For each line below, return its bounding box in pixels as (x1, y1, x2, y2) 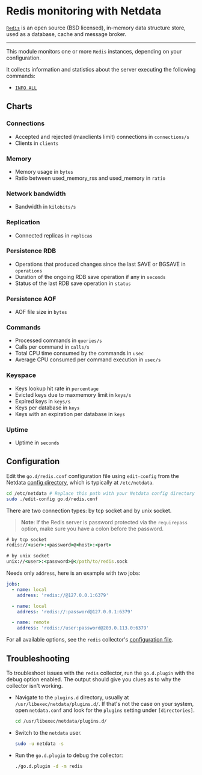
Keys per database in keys (14, 404, 80, 411)
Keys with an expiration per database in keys (14, 410, 125, 417)
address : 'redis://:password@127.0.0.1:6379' (17, 608, 133, 614)
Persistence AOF (6, 295, 57, 303)
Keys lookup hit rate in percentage (14, 385, 99, 392)
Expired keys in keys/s (14, 397, 71, 405)
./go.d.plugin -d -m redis (14, 763, 83, 769)
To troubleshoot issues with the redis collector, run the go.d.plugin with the (6, 669, 195, 676)
